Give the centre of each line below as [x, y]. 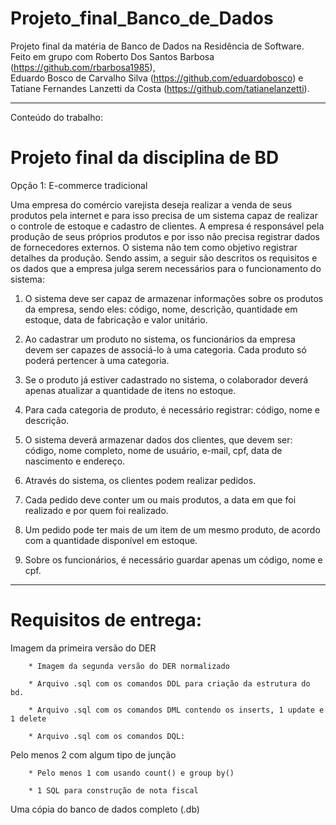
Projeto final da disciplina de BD [145, 158]
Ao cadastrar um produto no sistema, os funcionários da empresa [160, 339]
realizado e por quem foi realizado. [96, 510]
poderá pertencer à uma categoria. [97, 360]
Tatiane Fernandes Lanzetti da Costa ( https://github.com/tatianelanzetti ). [160, 88]
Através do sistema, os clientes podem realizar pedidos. [140, 480]
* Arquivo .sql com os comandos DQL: [107, 736]
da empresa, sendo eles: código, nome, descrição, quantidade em [161, 309]
